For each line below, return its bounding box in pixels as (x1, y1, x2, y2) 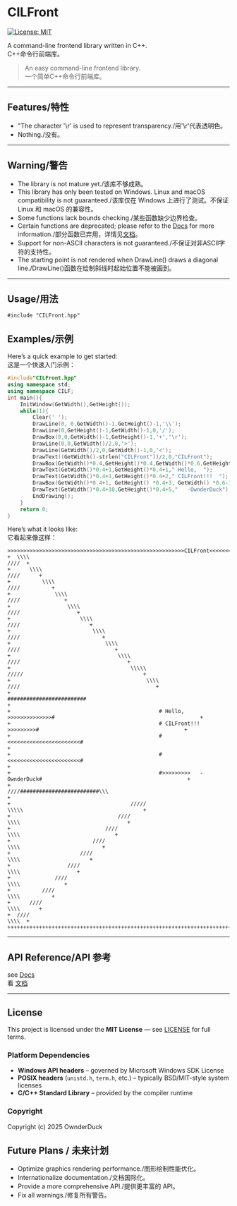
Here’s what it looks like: (7, 525, 78, 533)
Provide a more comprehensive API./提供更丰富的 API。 (17, 1182, 179, 1190)
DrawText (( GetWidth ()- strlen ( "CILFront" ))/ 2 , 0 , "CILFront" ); (32, 453, 213, 461)
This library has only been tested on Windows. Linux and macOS (17, 188, 206, 196)
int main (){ (7, 394, 42, 401)
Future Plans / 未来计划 (7, 1145, 109, 1157)
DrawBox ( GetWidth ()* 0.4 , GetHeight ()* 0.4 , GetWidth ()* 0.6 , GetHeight (32, 460, 232, 467)
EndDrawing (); (32, 492, 74, 499)
